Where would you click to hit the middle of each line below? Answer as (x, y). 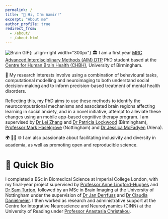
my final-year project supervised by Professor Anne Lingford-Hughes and (82, 184)
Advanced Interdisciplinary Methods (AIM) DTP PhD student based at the (81, 60)
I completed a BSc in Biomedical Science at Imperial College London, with (82, 179)
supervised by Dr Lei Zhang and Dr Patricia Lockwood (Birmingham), (76, 122)
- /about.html (24, 38)
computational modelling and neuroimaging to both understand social (77, 80)
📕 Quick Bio (30, 165)
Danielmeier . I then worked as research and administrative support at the (80, 200)
